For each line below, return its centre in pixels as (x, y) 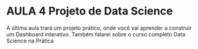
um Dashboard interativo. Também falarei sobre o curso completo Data (96, 34)
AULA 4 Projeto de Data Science (90, 11)
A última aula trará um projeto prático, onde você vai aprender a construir (99, 28)
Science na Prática (30, 41)
